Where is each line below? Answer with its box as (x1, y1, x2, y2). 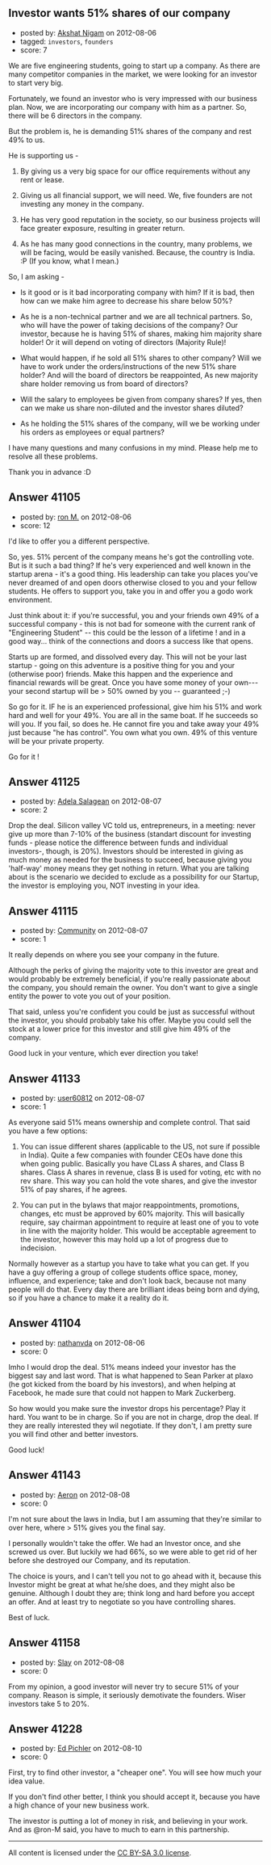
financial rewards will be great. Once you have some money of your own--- (8, 678, 259, 687)
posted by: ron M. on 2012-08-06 (19, 512, 131, 522)
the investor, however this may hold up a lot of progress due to (19, 1235, 228, 1245)
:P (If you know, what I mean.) (19, 256, 119, 266)
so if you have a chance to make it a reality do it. (8, 1293, 169, 1303)
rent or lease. (19, 174, 65, 184)
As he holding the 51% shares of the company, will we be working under (19, 418, 261, 428)
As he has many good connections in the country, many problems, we (19, 238, 252, 249)
